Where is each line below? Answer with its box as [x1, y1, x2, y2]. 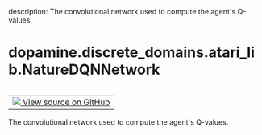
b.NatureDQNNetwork [8, 60, 160, 79]
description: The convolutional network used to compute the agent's [8, 7, 236, 16]
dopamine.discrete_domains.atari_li [8, 43, 256, 62]
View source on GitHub [23, 96, 110, 108]
